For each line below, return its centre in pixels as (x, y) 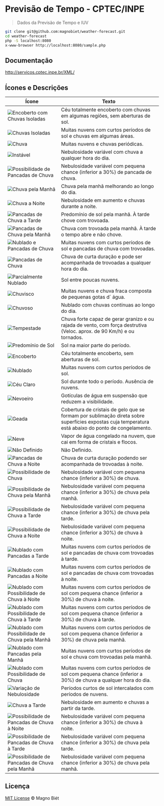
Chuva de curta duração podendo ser (104, 458)
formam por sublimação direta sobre (103, 416)
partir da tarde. (78, 709)
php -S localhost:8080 (28, 41)
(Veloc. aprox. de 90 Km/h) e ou (98, 332)
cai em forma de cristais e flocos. (99, 442)
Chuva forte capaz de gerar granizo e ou (107, 319)
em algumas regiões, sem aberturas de (105, 116)
